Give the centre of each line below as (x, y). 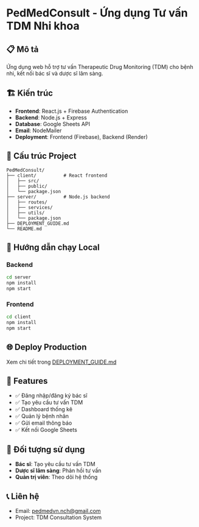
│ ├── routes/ (27, 202)
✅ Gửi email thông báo (44, 423)
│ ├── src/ (23, 181)
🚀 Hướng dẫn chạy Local (53, 248)
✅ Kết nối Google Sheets (46, 430)
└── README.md (24, 228)
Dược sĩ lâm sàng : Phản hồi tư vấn (58, 471)
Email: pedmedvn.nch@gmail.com (58, 511)
